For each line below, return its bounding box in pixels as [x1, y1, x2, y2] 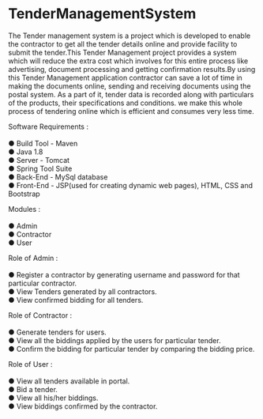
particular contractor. [8, 278, 77, 288]
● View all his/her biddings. [8, 393, 99, 402]
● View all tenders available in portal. [8, 376, 130, 386]
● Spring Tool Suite [8, 164, 73, 173]
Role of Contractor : [8, 310, 73, 320]
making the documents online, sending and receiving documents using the [8, 81, 251, 91]
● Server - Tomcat [8, 155, 70, 164]
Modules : [8, 204, 41, 213]
